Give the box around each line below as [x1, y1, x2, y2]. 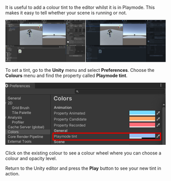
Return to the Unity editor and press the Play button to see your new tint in [5, 165, 161, 171]
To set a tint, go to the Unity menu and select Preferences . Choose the [5, 67, 155, 73]
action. [5, 170, 20, 176]
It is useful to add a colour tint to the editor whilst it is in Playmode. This [5, 5, 155, 10]
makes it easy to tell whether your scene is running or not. [5, 10, 127, 16]
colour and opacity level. [5, 155, 57, 161]
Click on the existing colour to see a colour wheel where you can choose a [5, 150, 162, 156]
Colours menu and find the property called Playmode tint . [5, 72, 128, 79]
